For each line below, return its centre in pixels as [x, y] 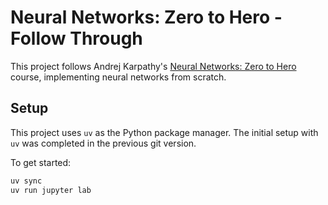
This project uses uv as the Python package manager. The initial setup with [164, 132]
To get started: [41, 162]
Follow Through [76, 38]
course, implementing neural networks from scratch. [118, 77]
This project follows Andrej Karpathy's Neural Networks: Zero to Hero [153, 66]
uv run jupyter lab [51, 190]
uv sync [26, 181]
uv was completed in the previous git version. [103, 143]
